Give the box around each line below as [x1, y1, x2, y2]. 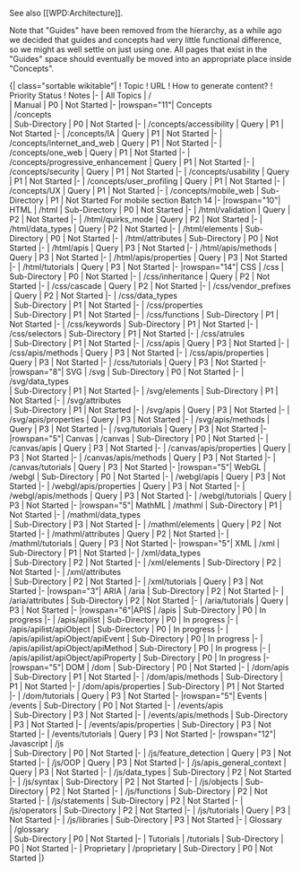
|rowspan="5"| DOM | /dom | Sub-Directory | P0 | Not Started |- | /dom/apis [9, 662, 289, 672]
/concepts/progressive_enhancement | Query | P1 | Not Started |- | [9, 157, 255, 167]
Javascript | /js [9, 738, 64, 748]
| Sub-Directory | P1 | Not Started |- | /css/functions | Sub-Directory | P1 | [9, 310, 279, 319]
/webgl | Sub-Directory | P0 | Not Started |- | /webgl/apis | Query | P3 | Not [9, 471, 287, 482]
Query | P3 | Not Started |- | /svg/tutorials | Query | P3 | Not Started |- [9, 423, 267, 434]
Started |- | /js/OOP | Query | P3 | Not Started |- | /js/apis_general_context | [9, 757, 287, 768]
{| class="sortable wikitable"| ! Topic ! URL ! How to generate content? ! [9, 81, 273, 91]
